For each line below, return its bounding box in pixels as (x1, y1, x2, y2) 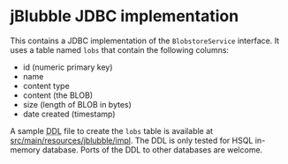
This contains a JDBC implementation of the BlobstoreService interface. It (10, 35, 280, 46)
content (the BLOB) (22, 90, 94, 101)
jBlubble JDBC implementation (10, 6, 239, 26)
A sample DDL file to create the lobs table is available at (10, 125, 214, 136)
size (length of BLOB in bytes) (22, 99, 132, 109)
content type (22, 80, 70, 91)
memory (10, 144, 41, 155)
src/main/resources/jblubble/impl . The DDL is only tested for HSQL (10, 135, 254, 145)
